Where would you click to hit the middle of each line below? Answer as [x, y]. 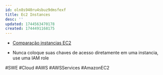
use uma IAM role [31, 58]
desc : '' [14, 19]
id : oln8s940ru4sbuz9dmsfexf [36, 10]
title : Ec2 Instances [28, 15]
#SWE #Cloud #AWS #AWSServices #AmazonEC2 [57, 68]
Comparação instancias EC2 [42, 43]
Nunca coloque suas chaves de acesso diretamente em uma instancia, [86, 53]
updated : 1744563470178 [30, 24]
